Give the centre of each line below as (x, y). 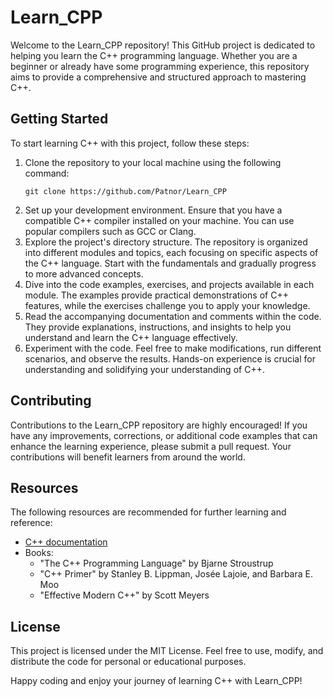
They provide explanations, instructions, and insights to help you (158, 327)
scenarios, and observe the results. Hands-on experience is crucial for (170, 358)
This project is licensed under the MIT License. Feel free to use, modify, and (167, 651)
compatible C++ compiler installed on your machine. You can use (159, 220)
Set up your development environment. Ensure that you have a (153, 210)
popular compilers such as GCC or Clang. (110, 231)
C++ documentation (66, 542)
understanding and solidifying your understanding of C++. (144, 369)
